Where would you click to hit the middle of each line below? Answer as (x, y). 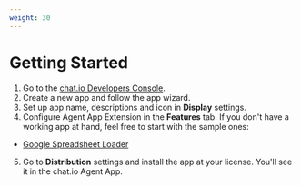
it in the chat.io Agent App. (72, 171)
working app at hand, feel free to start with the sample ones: (136, 126)
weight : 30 (30, 18)
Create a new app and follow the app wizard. (106, 97)
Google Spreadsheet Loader (75, 144)
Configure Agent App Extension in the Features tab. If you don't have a (156, 117)
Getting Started (69, 62)
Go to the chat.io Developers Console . (94, 88)
